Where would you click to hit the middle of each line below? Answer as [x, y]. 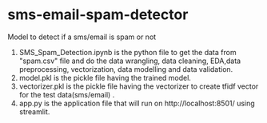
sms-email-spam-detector [98, 15]
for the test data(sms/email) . [67, 94]
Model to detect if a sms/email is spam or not [82, 37]
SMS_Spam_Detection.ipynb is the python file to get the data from [128, 52]
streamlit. [34, 111]
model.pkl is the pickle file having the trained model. [105, 77]
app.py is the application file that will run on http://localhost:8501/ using [137, 103]
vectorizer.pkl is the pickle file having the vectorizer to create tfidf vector [139, 86]
